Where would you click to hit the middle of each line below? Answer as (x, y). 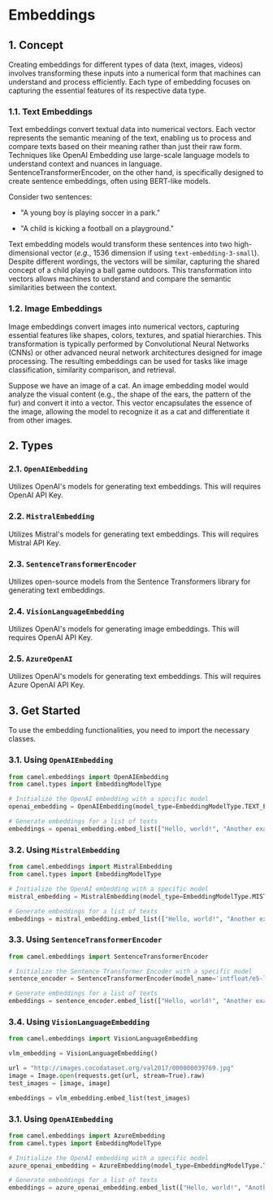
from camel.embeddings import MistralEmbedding (91, 867)
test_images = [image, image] (60, 1083)
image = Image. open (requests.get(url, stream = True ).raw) (107, 1075)
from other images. (41, 420)
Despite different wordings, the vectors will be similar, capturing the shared (134, 261)
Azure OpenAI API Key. (47, 685)
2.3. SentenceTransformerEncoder (73, 563)
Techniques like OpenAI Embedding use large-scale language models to (129, 155)
